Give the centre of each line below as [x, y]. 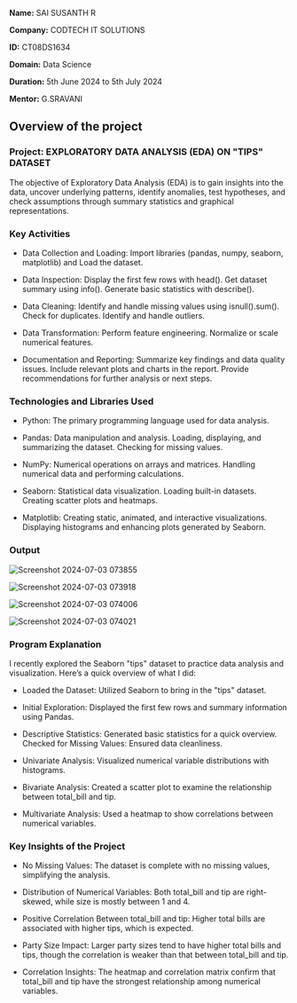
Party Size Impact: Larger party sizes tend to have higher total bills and [152, 945]
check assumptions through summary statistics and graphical [122, 201]
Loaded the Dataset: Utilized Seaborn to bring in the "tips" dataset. [144, 690]
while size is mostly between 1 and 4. [122, 902]
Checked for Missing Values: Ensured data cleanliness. [122, 743]
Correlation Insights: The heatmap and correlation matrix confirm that [149, 972]
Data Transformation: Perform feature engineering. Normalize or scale [150, 333]
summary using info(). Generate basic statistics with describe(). [138, 288]
